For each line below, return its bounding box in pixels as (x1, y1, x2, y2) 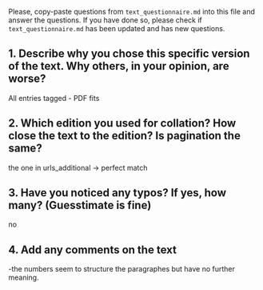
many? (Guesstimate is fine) (8, 199, 152, 212)
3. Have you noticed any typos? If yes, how (8, 186, 226, 199)
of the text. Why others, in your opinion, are (8, 59, 229, 73)
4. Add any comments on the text (8, 243, 177, 256)
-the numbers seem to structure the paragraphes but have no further (8, 264, 236, 274)
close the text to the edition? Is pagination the (8, 129, 241, 143)
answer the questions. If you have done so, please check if (8, 15, 202, 25)
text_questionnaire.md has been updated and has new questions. (8, 24, 225, 33)
